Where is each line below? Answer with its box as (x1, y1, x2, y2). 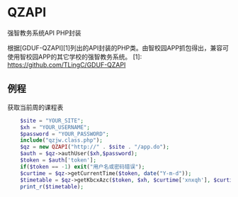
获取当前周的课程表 (7, 103, 64, 111)
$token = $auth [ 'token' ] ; (20, 157, 97, 164)
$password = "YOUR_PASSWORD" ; (20, 130, 110, 137)
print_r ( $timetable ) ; (20, 183, 84, 190)
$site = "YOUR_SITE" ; (20, 117, 84, 124)
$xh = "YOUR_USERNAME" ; (20, 123, 91, 131)
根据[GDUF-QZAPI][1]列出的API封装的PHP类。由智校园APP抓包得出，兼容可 (7, 43, 229, 52)
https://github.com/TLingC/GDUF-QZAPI (7, 60, 126, 69)
